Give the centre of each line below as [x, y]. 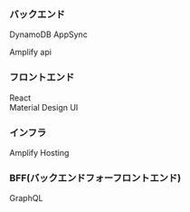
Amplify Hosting [39, 152]
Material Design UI [44, 107]
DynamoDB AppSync [48, 34]
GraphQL [26, 198]
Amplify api [31, 53]
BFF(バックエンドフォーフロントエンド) [95, 178]
